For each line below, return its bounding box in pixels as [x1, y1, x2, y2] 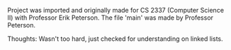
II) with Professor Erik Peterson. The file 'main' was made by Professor [7, 13, 214, 22]
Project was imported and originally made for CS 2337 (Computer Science [7, 6, 225, 14]
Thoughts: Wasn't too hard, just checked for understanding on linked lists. [7, 35, 223, 43]
